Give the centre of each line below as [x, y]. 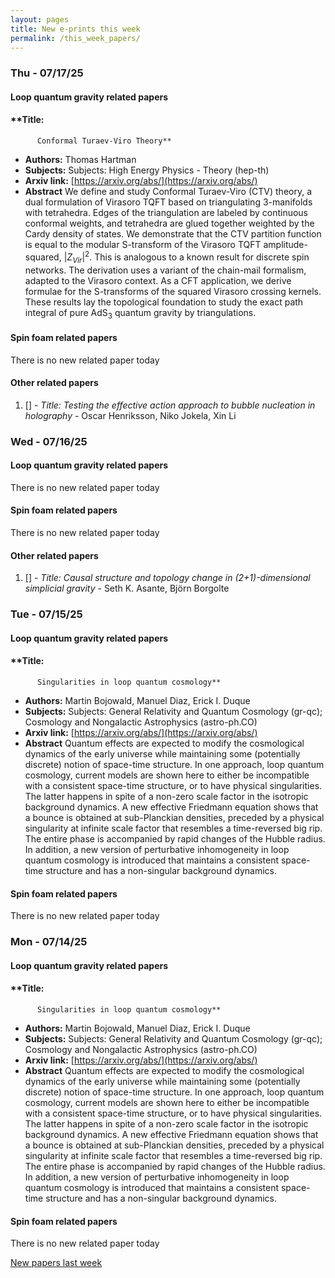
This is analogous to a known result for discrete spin [202, 257]
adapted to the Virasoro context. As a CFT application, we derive [158, 280]
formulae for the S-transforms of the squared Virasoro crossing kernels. [173, 291]
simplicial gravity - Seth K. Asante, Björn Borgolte [127, 588]
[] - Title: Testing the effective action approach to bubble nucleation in [170, 405]
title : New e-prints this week [75, 29]
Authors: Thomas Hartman [80, 160]
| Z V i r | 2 [76, 257]
